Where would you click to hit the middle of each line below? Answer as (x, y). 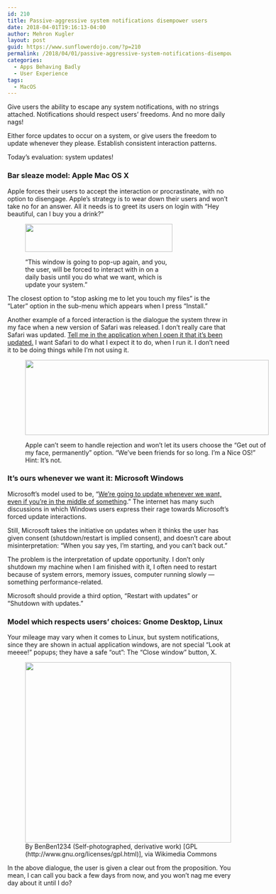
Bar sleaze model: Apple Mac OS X (68, 176)
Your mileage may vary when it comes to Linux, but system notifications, (114, 637)
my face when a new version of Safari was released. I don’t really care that (116, 327)
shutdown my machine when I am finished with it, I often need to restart (112, 567)
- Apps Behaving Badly (47, 67)
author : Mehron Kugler (41, 34)
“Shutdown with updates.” (45, 603)
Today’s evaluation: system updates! (60, 157)
